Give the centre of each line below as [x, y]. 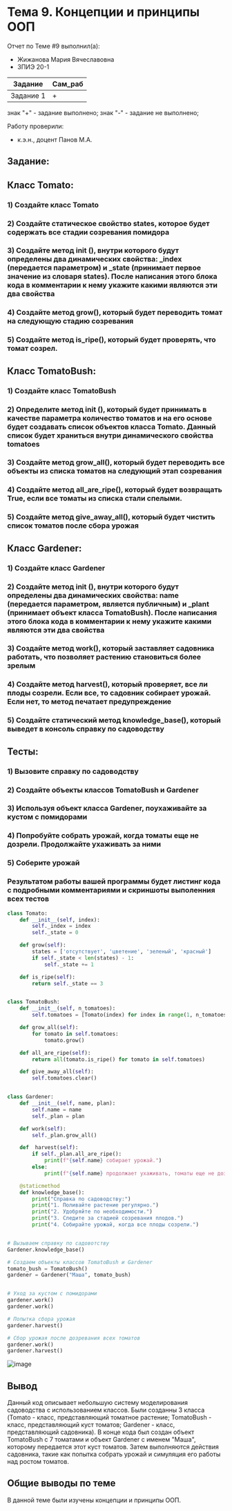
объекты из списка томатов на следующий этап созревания [115, 471]
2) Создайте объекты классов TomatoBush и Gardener [103, 790]
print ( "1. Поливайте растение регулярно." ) [95, 1205]
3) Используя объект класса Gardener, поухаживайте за [107, 809]
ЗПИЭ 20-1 [33, 67]
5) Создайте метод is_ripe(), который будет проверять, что [112, 340]
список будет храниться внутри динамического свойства [110, 435]
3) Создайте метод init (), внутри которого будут [93, 250]
